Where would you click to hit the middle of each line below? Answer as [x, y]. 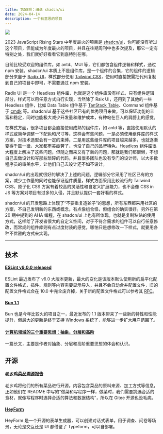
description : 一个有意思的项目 [34, 18]
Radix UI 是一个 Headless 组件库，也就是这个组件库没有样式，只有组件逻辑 [80, 93]
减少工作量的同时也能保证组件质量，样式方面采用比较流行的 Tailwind [82, 181]
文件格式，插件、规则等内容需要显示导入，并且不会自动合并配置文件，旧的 [83, 285]
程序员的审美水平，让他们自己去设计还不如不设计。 [56, 164]
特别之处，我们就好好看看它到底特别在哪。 [48, 54]
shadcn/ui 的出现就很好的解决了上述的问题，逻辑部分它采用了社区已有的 [77, 174]
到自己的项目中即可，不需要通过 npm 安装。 [49, 83]
